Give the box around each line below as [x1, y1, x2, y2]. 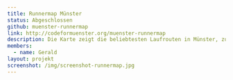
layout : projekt [7, 56, 54, 63]
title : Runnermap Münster [7, 10, 82, 17]
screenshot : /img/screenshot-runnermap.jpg [7, 62, 135, 69]
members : [7, 42, 33, 49]
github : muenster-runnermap [7, 23, 89, 30]
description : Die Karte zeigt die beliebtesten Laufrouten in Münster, [7, 36, 218, 43]
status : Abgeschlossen [7, 17, 73, 24]
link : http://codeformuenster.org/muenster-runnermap [7, 29, 166, 37]
